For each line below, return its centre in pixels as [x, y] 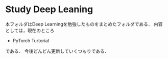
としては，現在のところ [30, 30]
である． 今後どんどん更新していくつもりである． [57, 51]
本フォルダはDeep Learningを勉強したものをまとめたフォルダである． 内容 [84, 24]
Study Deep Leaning [49, 9]
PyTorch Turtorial [31, 40]
